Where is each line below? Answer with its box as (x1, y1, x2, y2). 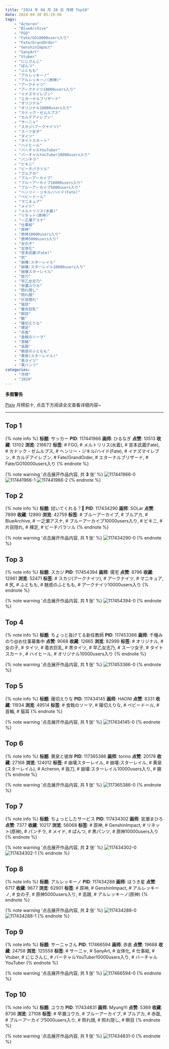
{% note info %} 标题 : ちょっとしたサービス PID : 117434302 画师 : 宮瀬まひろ (5, 816, 163, 822)
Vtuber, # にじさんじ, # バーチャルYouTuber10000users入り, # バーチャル (5, 954, 157, 960)
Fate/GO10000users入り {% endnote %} (5, 461, 89, 467)
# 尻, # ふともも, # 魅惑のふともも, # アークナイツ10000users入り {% (5, 582, 149, 588)
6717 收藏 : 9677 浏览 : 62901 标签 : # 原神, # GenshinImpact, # (5, 885, 132, 891)
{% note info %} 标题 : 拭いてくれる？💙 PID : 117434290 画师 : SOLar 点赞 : (5, 505, 155, 511)
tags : (5, 17, 17, 22)
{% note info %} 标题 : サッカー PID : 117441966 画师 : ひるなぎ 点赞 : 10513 (5, 435, 156, 442)
